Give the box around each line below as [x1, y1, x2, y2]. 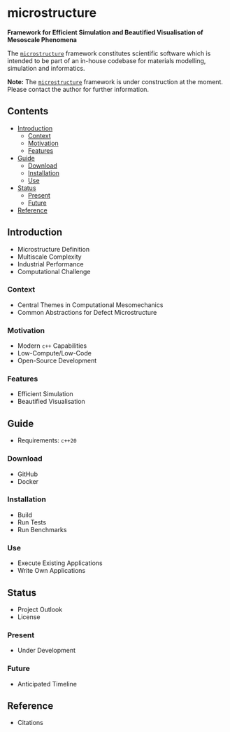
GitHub [17, 470, 38, 478]
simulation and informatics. [7, 64, 85, 72]
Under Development [17, 646, 76, 655]
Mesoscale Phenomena [7, 35, 77, 43]
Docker [17, 477, 39, 485]
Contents [7, 105, 49, 117]
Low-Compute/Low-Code [17, 349, 92, 358]
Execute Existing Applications [17, 559, 103, 567]
